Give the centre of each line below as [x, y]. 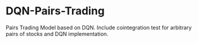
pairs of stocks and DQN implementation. [57, 33]
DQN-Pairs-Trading [55, 11]
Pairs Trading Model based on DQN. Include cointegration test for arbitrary [99, 27]
